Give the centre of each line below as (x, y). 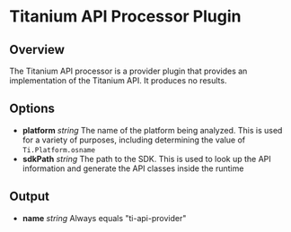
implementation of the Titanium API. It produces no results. (118, 81)
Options (32, 109)
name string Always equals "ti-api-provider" (104, 218)
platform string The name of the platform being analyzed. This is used (152, 130)
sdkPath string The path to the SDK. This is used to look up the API (146, 159)
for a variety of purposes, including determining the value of (133, 140)
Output (29, 197)
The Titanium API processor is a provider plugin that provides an (128, 71)
